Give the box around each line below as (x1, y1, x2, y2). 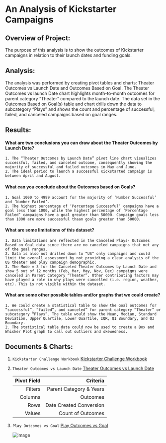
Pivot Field (14, 377, 41, 384)
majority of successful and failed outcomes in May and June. (5, 165, 137, 170)
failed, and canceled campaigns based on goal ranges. (5, 111, 118, 117)
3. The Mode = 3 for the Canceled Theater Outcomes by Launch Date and (5, 264, 157, 269)
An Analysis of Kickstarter (5, 3, 117, 15)
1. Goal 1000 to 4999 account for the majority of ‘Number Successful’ (5, 195, 157, 200)
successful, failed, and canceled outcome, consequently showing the (5, 160, 153, 165)
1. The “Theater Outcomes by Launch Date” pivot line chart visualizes (5, 156, 157, 161)
